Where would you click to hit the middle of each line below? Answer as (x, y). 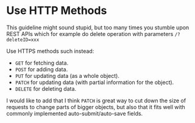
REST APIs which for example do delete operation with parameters (90, 33)
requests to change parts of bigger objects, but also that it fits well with (96, 107)
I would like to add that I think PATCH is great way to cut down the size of (96, 100)
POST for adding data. (41, 69)
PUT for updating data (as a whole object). (67, 76)
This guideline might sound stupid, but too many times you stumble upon (98, 27)
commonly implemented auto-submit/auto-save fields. (75, 113)
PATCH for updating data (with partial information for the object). (94, 82)
